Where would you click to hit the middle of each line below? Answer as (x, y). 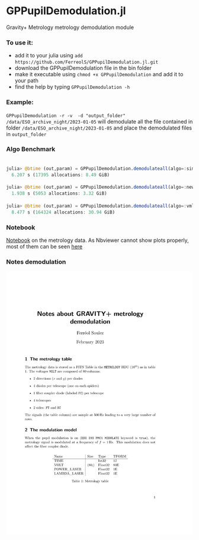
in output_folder (26, 134)
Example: (20, 102)
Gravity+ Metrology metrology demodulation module (70, 27)
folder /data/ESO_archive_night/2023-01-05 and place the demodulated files (99, 128)
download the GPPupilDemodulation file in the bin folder (83, 68)
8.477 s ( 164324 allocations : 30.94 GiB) (63, 212)
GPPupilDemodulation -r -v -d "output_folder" (66, 116)
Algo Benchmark (31, 149)
